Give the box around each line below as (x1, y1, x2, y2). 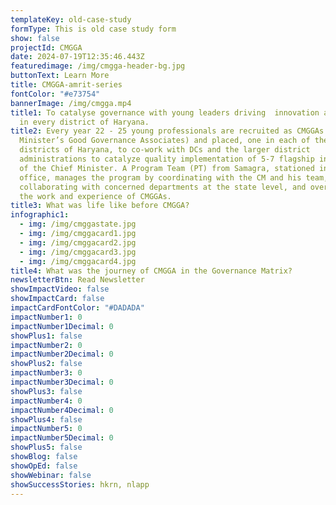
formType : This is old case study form (10, 24, 177, 34)
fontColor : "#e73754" (10, 89, 101, 99)
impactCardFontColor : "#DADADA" (10, 303, 145, 313)
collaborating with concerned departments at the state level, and (19, 182, 307, 192)
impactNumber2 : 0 (10, 340, 83, 350)
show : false (10, 33, 60, 43)
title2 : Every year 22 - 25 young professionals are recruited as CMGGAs (10, 126, 325, 136)
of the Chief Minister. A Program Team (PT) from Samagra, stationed (19, 163, 315, 173)
